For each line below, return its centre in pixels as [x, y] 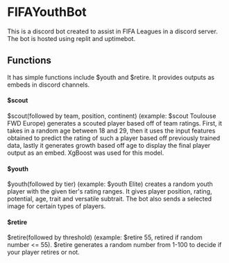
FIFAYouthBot [47, 12]
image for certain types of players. [57, 206]
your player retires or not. [43, 252]
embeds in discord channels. [49, 85]
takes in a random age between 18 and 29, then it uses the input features [111, 130]
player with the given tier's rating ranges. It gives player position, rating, [110, 192]
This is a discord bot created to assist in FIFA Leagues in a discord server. [112, 31]
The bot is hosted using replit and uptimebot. [71, 38]
